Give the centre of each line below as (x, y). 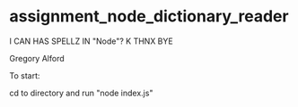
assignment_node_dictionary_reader (149, 16)
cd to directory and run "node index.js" (81, 93)
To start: (25, 75)
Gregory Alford (37, 58)
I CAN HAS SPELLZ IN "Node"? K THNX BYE (91, 41)
